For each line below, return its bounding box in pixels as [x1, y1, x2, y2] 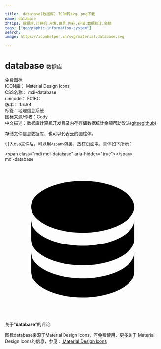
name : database [5, 16, 36, 21]
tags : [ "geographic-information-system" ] [5, 25, 92, 30]
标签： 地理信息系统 [5, 107, 44, 113]
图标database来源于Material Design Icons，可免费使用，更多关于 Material [5, 332, 155, 338]
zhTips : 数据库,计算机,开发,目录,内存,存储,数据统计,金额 [5, 21, 112, 26]
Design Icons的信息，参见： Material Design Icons [5, 338, 107, 344]
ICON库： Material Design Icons [5, 83, 70, 89]
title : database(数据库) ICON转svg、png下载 [5, 11, 95, 16]
